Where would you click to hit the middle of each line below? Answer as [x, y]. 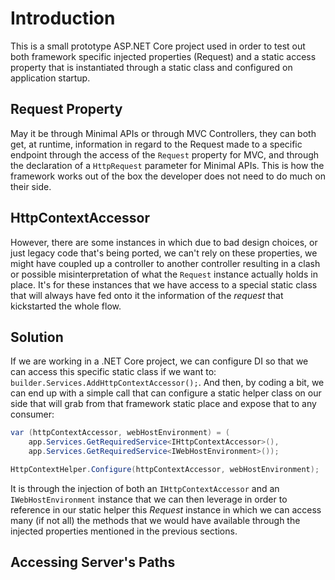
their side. [31, 186]
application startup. [50, 78]
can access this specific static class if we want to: [113, 372]
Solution [37, 337]
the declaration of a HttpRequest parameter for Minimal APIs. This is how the [167, 165]
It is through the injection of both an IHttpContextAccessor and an [145, 488]
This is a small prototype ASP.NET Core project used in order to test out [158, 46]
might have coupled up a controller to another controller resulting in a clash [165, 263]
